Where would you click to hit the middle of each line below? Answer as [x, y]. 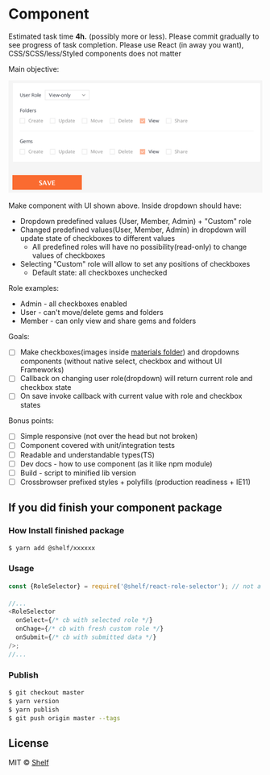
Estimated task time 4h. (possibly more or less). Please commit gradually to [134, 36]
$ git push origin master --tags [64, 718]
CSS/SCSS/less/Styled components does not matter [95, 53]
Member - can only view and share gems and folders [108, 321]
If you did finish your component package [116, 508]
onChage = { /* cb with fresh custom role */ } [89, 629]
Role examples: [33, 288]
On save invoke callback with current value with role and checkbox [131, 396]
